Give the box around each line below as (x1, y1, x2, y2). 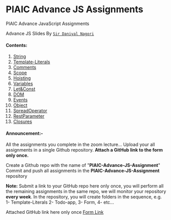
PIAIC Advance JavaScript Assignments (6, 20, 90, 27)
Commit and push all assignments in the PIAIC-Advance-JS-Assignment (6, 167, 160, 174)
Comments (13, 64, 37, 70)
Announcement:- (6, 130, 43, 136)
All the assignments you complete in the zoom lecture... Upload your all (6, 141, 155, 148)
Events (13, 97, 28, 103)
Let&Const (13, 86, 36, 92)
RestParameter (13, 113, 45, 119)
